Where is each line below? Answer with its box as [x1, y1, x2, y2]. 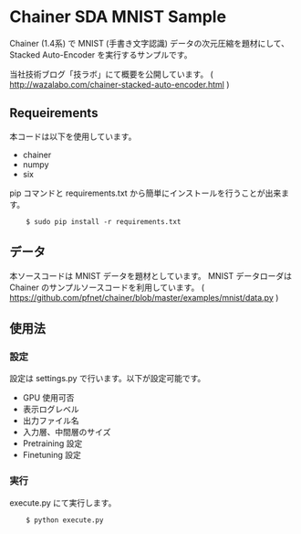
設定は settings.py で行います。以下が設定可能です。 [9, 373, 206, 384]
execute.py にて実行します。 [9, 497, 117, 508]
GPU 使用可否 [22, 392, 75, 403]
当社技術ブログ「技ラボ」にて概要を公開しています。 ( [9, 69, 214, 80]
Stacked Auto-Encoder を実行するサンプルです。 [9, 48, 192, 60]
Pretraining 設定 [22, 438, 83, 449]
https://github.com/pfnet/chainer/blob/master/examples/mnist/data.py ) [9, 292, 279, 303]
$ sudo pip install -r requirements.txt [26, 217, 182, 226]
